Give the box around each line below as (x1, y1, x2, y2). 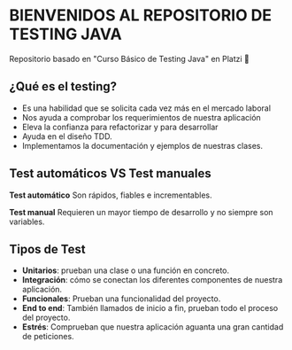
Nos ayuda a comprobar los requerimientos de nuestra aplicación (21, 112, 261, 122)
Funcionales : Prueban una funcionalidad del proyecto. (21, 293, 221, 304)
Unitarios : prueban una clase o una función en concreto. (21, 265, 230, 276)
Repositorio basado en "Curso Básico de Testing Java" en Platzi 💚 (9, 53, 250, 64)
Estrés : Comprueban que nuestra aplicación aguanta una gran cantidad (21, 322, 284, 332)
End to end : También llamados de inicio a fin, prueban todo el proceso (21, 303, 279, 314)
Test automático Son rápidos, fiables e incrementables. (9, 190, 212, 200)
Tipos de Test (9, 241, 86, 257)
